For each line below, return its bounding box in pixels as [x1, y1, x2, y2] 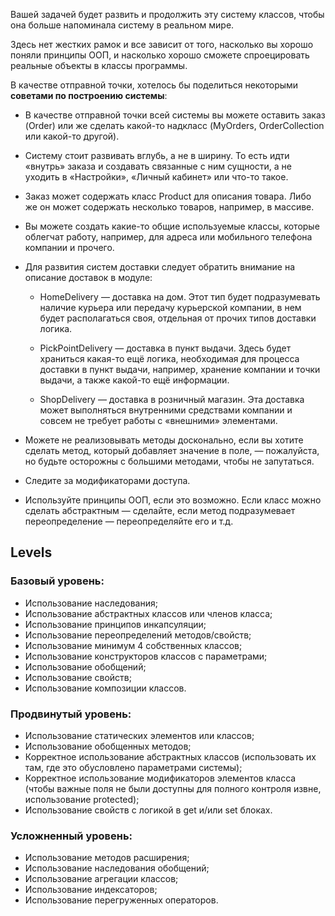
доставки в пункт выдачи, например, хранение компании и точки [39, 364, 321, 375]
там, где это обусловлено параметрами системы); [24, 761, 243, 773]
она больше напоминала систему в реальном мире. [10, 19, 235, 31]
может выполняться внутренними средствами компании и [39, 404, 293, 416]
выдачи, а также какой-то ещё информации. [39, 374, 230, 386]
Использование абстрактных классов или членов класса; [24, 607, 273, 619]
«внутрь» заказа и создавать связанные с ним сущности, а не [24, 160, 293, 172]
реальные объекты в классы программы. [10, 60, 188, 71]
